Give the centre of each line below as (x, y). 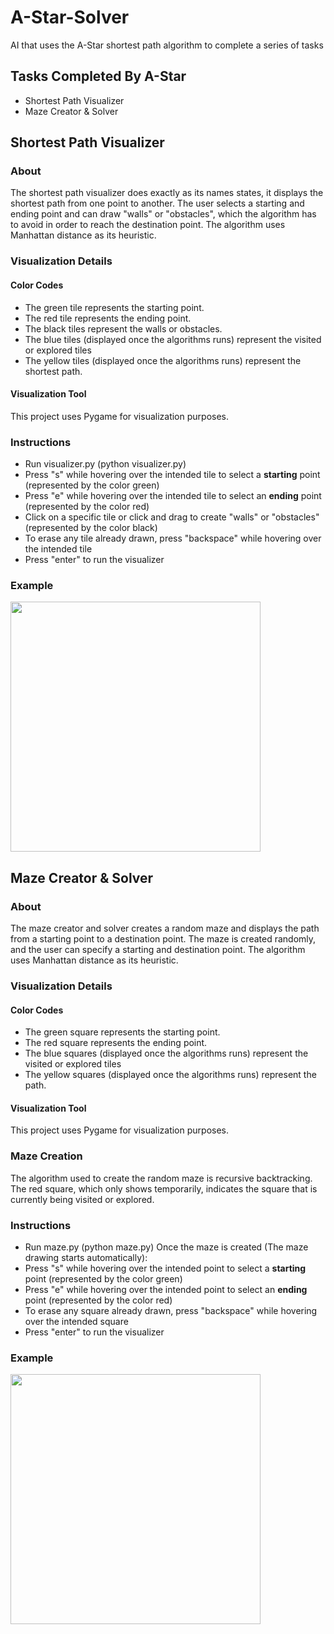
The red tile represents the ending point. (108, 318)
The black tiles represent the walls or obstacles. (123, 328)
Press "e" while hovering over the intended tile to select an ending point (173, 496)
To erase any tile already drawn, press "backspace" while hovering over (173, 538)
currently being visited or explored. (82, 1199)
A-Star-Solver (70, 17)
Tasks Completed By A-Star (98, 76)
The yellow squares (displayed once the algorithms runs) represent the (170, 1075)
